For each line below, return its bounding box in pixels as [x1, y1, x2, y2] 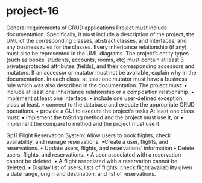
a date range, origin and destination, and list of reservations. [6, 170, 156, 177]
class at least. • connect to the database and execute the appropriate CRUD [6, 101, 195, 108]
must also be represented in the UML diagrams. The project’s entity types [6, 49, 189, 57]
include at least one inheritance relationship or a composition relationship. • [6, 88, 194, 95]
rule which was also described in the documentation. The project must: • [6, 81, 188, 88]
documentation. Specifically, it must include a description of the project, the [6, 30, 195, 37]
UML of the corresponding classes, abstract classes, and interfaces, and [6, 37, 187, 44]
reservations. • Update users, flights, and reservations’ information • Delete [6, 144, 195, 152]
